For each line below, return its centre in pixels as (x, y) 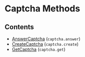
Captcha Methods (42, 9)
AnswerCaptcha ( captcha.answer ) (46, 39)
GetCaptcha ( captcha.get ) (39, 49)
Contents (19, 27)
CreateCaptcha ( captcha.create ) (45, 44)
